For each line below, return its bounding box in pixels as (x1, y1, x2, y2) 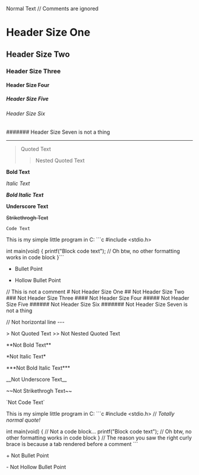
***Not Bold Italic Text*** (6, 364, 70, 371)
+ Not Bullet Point (6, 452, 49, 459)
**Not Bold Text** (6, 341, 52, 348)
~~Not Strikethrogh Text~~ (6, 387, 72, 394)
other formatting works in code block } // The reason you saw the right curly (6, 434, 192, 441)
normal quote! (6, 416, 41, 424)
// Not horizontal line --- (6, 318, 65, 325)
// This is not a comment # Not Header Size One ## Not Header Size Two (6, 288, 185, 295)
